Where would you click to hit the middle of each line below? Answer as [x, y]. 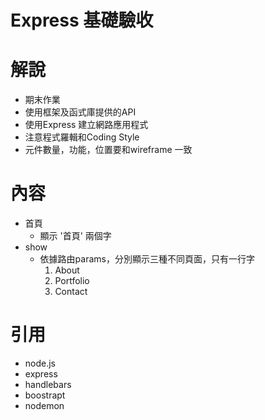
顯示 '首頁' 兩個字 [75, 236]
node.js [40, 363]
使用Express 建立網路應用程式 [86, 125]
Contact [71, 292]
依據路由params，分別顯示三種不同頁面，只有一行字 [147, 259]
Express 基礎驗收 [82, 20]
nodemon [44, 405]
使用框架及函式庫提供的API [80, 112]
